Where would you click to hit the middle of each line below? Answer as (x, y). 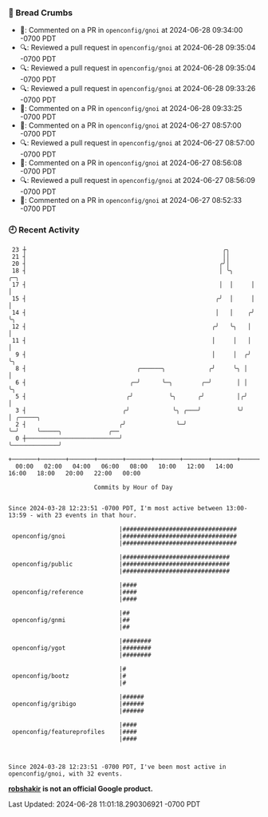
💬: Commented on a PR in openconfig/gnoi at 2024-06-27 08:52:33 (131, 200)
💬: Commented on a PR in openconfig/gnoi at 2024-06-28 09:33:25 (131, 109)
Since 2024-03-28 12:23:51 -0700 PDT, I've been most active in (117, 767)
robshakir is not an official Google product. (81, 788)
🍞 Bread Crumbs (41, 13)
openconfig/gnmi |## (71, 620)
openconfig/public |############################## (120, 564)
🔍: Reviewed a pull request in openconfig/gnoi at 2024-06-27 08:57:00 (137, 143)
